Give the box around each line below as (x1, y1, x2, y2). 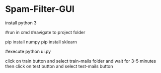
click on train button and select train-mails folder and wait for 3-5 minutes (5, 58, 157, 64)
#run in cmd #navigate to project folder (5, 29, 85, 35)
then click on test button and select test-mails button (5, 63, 113, 69)
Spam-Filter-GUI (5, 3, 75, 15)
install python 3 (5, 20, 37, 26)
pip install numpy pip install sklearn (5, 38, 77, 45)
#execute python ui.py (5, 48, 51, 54)
